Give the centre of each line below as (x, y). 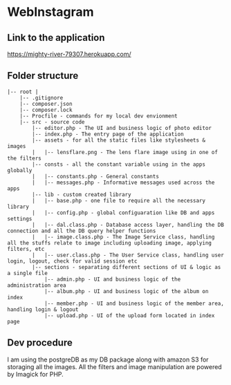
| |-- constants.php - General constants (95, 176)
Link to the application (56, 38)
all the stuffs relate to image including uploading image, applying (110, 243)
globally (20, 170)
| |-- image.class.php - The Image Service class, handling (123, 237)
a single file (28, 273)
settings (20, 218)
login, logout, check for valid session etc (72, 261)
